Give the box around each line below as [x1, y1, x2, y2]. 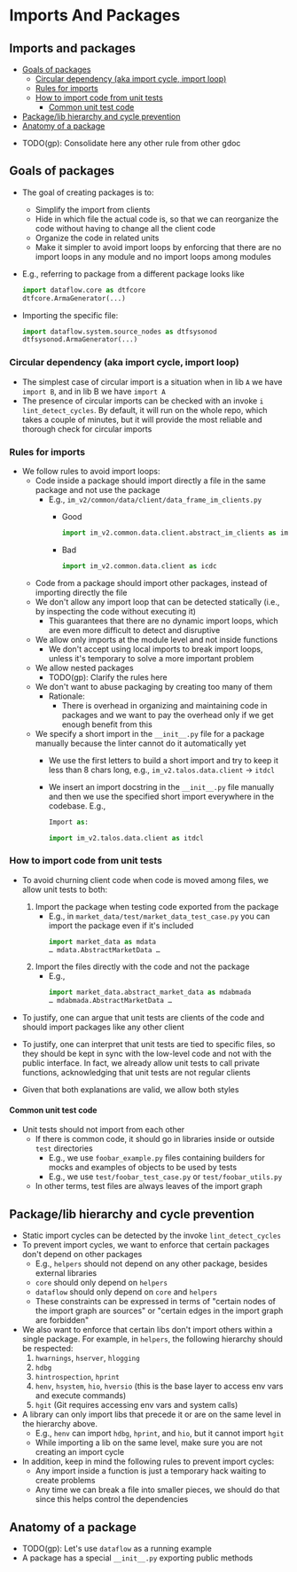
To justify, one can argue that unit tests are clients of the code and [21, 1013, 265, 1023]
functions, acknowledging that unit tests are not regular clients [21, 1068, 251, 1078]
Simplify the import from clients [35, 204, 151, 215]
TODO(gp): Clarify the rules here [48, 671, 168, 683]
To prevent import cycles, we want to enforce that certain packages [21, 1240, 270, 1250]
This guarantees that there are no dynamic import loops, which [48, 615, 279, 626]
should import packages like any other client [21, 1021, 184, 1033]
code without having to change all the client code [35, 223, 215, 233]
